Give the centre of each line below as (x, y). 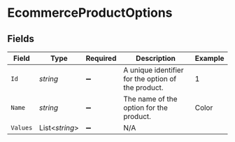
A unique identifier (154, 70)
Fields (21, 39)
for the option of (150, 79)
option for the (145, 108)
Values (22, 128)
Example (209, 58)
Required (101, 58)
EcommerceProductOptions (90, 13)
